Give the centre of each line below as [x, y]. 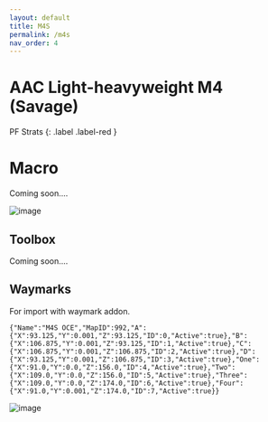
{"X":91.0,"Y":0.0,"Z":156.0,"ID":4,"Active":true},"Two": [123, 367]
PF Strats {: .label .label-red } [63, 132]
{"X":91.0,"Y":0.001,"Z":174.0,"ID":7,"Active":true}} [115, 391]
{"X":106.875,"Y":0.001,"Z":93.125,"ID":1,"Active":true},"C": [131, 343]
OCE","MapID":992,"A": [104, 328]
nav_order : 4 [34, 43]
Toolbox [32, 239]
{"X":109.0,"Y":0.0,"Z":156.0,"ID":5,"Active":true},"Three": [129, 375]
